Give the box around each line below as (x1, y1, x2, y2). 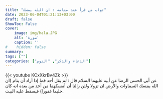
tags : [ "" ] (5, 53, 28, 59)
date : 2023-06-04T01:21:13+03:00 (5, 12, 75, 17)
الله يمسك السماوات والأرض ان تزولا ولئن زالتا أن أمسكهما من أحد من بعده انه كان (5, 83, 158, 89)
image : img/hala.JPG (14, 30, 57, 35)
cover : (5, 26, 19, 31)
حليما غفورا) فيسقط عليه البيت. (5, 88, 64, 94)
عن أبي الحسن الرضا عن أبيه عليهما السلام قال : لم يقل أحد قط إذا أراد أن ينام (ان (5, 77, 157, 83)
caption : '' (14, 40, 39, 45)
